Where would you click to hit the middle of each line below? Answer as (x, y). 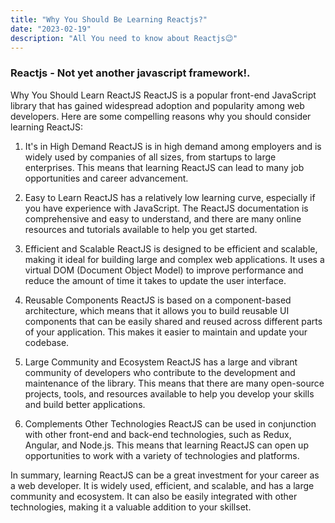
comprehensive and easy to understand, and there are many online (163, 218)
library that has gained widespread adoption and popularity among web (157, 105)
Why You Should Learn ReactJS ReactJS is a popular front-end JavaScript (163, 95)
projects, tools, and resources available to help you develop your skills (169, 393)
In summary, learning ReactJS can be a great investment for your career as (165, 475)
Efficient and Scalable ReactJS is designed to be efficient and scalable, (171, 248)
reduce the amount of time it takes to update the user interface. (155, 280)
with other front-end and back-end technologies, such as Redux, (158, 434)
